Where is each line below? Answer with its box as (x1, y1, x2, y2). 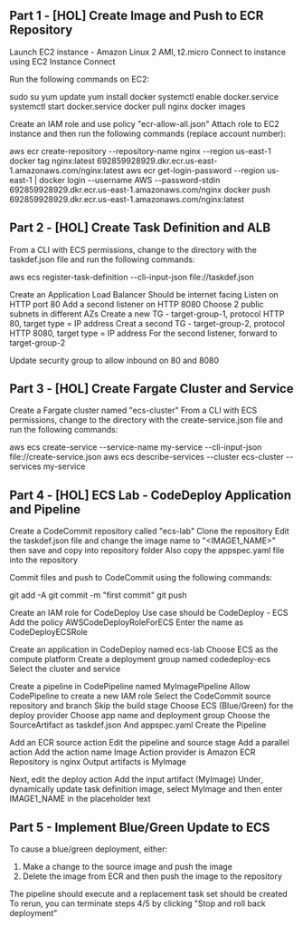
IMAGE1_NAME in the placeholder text (9, 794, 151, 805)
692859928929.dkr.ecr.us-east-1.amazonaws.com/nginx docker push (9, 184, 271, 195)
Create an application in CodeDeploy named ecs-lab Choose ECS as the (9, 644, 279, 655)
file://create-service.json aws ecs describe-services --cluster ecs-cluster (9, 452, 285, 463)
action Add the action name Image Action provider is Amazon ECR (9, 746, 256, 757)
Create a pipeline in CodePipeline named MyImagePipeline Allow (9, 681, 251, 692)
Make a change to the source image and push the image (22, 862, 233, 873)
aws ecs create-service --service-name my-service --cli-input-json (9, 442, 262, 453)
